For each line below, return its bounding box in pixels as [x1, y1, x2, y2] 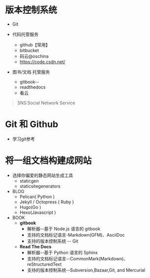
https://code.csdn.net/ [19, 59, 66, 65]
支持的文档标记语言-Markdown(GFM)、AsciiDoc [27, 232, 125, 238]
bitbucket [19, 47, 39, 53]
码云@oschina [19, 53, 49, 59]
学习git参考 [12, 136, 36, 142]
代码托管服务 [12, 31, 38, 37]
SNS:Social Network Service [17, 100, 75, 106]
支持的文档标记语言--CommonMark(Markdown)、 [27, 255, 128, 262]
